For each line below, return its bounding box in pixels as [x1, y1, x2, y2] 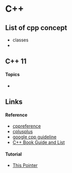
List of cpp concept [5, 23, 67, 32]
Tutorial [5, 151, 22, 157]
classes [12, 37, 29, 43]
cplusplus [12, 129, 33, 135]
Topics [5, 71, 20, 77]
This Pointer [12, 162, 38, 168]
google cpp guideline [12, 134, 57, 140]
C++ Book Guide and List [12, 139, 65, 145]
